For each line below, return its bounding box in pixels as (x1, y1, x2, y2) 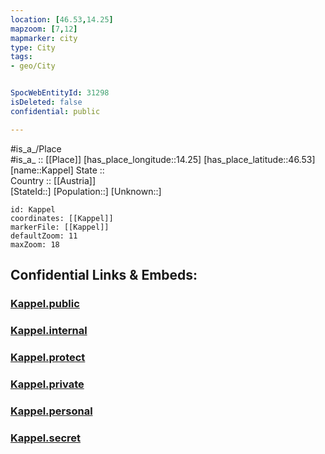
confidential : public (10, 106, 101, 116)
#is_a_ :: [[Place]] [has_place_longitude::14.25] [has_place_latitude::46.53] (10, 153, 316, 165)
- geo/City (10, 61, 56, 71)
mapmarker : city (10, 33, 78, 43)
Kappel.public (10, 296, 80, 310)
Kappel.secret (10, 431, 82, 445)
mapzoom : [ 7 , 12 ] (10, 24, 78, 34)
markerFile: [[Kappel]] (10, 222, 110, 232)
